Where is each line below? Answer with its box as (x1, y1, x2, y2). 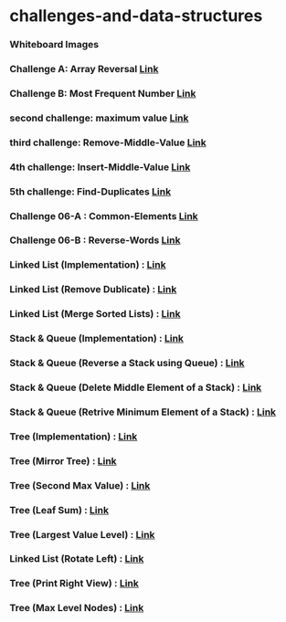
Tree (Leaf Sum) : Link (9, 503, 110, 516)
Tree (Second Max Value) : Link (9, 479, 151, 491)
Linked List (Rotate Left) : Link (9, 553, 144, 565)
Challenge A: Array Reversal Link (9, 63, 159, 76)
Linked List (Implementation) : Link (9, 258, 166, 271)
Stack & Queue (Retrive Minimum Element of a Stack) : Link (9, 406, 277, 418)
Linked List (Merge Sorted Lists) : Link (9, 308, 181, 321)
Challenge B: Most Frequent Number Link (9, 87, 196, 100)
